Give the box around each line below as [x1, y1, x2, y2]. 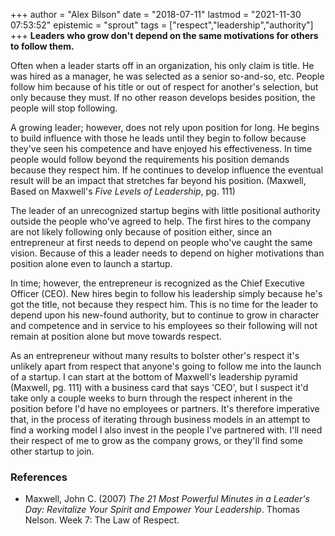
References [10, 470, 68, 484]
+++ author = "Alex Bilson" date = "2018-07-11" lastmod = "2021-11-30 [10, 9, 302, 20]
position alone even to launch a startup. [10, 258, 173, 269]
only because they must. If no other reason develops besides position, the [10, 92, 316, 103]
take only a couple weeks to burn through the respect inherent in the [10, 392, 293, 404]
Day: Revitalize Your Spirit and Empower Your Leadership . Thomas [24, 504, 300, 516]
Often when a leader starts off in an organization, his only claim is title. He [10, 60, 315, 71]
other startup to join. [10, 445, 95, 457]
